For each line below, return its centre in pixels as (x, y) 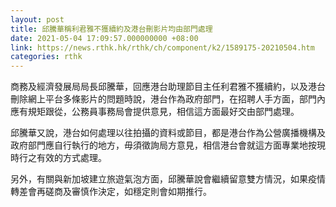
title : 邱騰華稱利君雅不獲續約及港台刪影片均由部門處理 (111, 29)
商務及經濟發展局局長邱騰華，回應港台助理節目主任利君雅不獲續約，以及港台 (168, 87)
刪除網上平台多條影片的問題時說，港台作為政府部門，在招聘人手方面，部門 (163, 99)
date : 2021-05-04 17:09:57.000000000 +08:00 (104, 38)
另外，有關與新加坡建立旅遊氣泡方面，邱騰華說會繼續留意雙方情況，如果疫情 (168, 179)
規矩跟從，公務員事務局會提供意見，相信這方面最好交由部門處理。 (163, 112)
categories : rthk (46, 57)
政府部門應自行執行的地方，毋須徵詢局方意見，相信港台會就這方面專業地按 (163, 145)
